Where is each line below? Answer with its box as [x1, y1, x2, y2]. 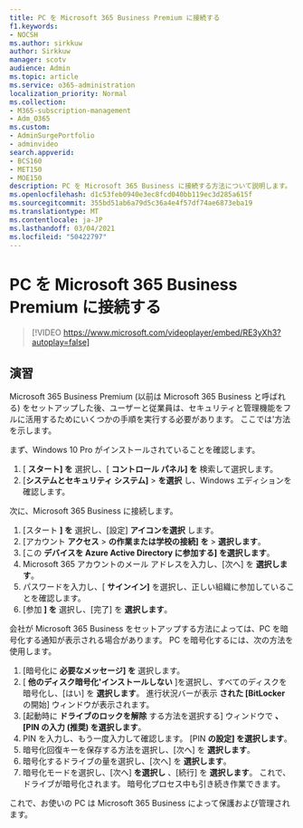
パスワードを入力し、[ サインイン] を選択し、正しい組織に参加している [22, 582, 287, 592]
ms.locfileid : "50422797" [9, 232, 107, 241]
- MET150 [9, 165, 43, 174]
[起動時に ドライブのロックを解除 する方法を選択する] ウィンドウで [22, 710, 273, 721]
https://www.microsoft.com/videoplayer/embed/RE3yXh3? [62, 327, 282, 338]
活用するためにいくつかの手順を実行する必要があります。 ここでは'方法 [24, 414, 291, 425]
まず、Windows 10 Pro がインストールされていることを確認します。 [9, 445, 260, 456]
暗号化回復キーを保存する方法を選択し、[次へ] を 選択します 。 [22, 745, 255, 756]
